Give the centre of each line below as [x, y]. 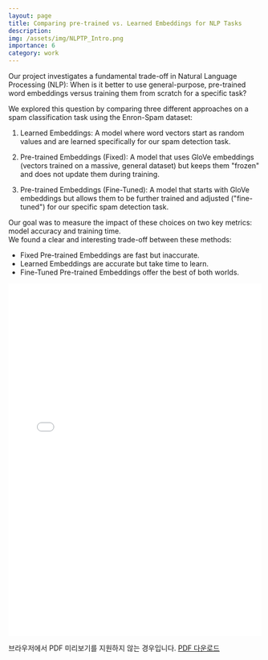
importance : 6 [32, 46]
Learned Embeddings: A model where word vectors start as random [132, 133]
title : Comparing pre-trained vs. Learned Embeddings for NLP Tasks [125, 23]
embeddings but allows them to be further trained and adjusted [124, 198]
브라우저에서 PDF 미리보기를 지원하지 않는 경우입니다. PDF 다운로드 [114, 648]
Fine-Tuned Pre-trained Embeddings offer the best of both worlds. [129, 272]
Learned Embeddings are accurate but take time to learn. [114, 264]
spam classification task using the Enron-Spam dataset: [100, 117]
